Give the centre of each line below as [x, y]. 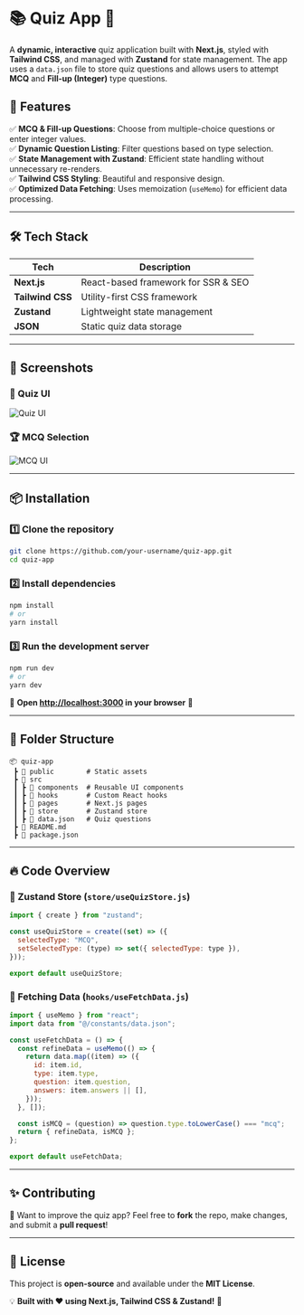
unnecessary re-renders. [56, 168]
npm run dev [32, 668]
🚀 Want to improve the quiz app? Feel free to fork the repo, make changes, [148, 1215]
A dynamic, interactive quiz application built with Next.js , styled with [139, 49]
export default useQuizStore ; [66, 973]
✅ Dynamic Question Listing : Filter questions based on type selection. [142, 148]
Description [165, 267]
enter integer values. [48, 138]
